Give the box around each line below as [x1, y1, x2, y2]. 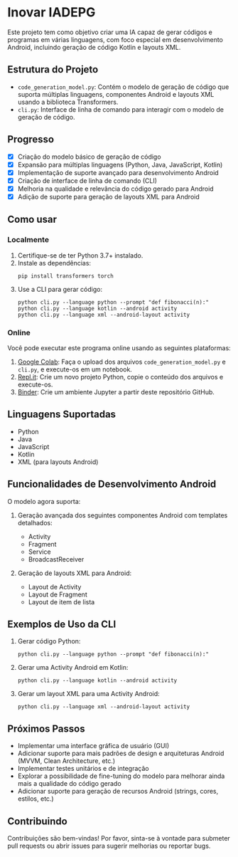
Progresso [7, 133, 55, 146]
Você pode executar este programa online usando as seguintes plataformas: [7, 343, 231, 352]
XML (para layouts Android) [17, 457, 99, 466]
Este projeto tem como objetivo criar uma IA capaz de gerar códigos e [7, 28, 213, 36]
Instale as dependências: [17, 258, 91, 267]
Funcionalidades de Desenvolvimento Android [7, 478, 217, 490]
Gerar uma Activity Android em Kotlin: [17, 663, 129, 672]
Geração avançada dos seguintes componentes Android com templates [17, 510, 228, 520]
